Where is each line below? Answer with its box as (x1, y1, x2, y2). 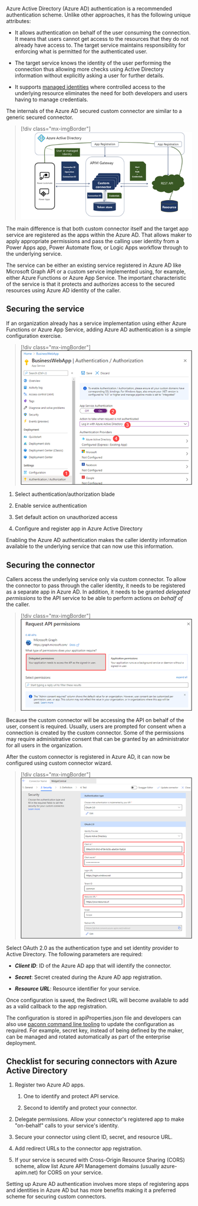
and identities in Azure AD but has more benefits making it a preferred (6, 1186, 176, 1194)
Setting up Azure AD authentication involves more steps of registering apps (6, 1181, 190, 1188)
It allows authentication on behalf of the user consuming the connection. (14, 29, 191, 36)
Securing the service (6, 304, 84, 314)
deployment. (6, 1039, 37, 1046)
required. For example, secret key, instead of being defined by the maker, (6, 1027, 184, 1034)
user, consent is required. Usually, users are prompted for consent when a (6, 723, 186, 730)
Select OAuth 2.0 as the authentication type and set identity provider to (6, 944, 179, 952)
